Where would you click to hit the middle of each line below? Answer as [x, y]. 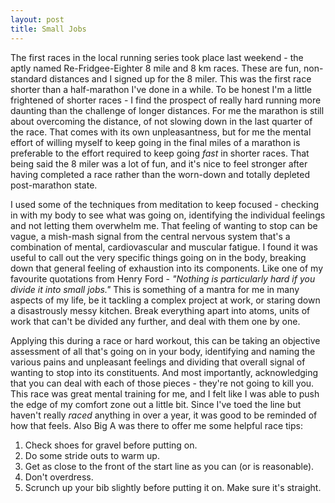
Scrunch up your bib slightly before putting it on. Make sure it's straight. [173, 487]
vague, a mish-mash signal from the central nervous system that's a [150, 236]
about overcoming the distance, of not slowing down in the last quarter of [161, 121]
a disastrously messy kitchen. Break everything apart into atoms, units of [160, 310]
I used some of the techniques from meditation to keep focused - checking [165, 204]
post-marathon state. [54, 185]
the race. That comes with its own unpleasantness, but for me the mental [161, 132]
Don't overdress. [59, 477]
